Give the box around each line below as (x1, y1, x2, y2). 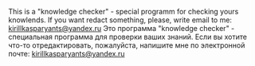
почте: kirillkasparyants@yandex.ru (8, 49, 125, 58)
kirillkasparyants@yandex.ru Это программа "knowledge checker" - (8, 24, 235, 33)
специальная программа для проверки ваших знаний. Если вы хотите (8, 32, 247, 41)
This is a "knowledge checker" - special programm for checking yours (8, 7, 239, 16)
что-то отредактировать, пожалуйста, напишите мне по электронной (8, 41, 245, 50)
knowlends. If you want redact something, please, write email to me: (8, 15, 233, 25)
